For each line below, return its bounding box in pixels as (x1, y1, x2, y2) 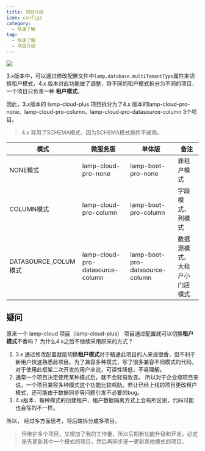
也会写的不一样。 (15, 404, 59, 411)
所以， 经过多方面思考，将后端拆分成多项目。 (6, 417, 120, 424)
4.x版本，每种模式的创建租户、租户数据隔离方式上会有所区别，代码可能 (15, 396, 195, 404)
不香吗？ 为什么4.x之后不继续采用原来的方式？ (17, 337, 134, 345)
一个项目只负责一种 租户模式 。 (6, 87, 83, 95)
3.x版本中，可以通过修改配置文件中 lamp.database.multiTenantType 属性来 (6, 72, 190, 80)
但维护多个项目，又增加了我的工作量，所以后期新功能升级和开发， (21, 430, 187, 438)
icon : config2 (6, 15, 43, 21)
